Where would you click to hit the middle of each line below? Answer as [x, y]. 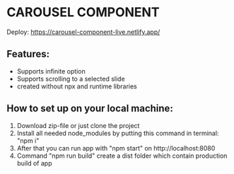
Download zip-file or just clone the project [78, 125]
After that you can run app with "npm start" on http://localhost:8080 [116, 148]
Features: [28, 54]
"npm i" [28, 140]
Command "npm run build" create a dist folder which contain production [122, 156]
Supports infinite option [51, 71]
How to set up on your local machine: [90, 109]
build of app [34, 163]
